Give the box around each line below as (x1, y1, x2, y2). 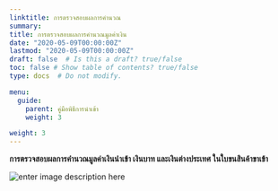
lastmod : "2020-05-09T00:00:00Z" (9, 47, 135, 56)
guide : (17, 96, 42, 105)
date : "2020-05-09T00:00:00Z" (9, 38, 123, 48)
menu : (9, 87, 30, 97)
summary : (9, 22, 42, 30)
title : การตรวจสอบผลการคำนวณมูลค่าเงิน (9, 30, 127, 39)
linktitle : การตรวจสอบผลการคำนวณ (9, 13, 121, 22)
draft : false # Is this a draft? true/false (9, 55, 182, 64)
